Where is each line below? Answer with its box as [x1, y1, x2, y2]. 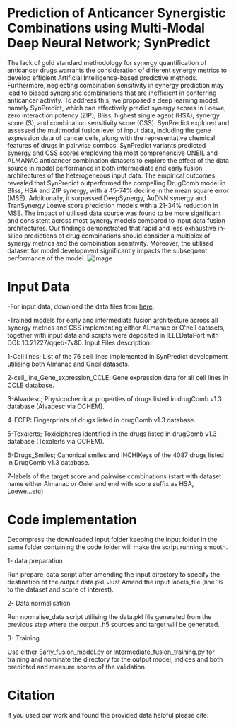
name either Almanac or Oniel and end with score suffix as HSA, [7, 479, 194, 488]
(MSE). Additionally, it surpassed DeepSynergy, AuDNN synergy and [7, 193, 207, 202]
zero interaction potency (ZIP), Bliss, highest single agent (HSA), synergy [7, 111, 220, 120]
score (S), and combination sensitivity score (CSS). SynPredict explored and [7, 118, 230, 127]
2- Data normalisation [7, 599, 71, 607]
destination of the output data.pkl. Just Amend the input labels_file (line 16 [7, 577, 223, 586]
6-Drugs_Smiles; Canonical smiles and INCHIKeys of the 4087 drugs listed [7, 451, 225, 459]
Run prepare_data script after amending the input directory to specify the [7, 570, 220, 578]
